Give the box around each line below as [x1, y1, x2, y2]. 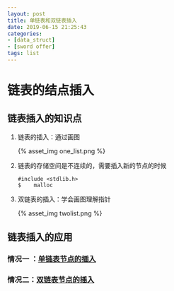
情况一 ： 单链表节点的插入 [7, 254, 97, 264]
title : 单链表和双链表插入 [7, 17, 78, 24]
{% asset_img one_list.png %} [17, 146, 106, 155]
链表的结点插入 [7, 83, 95, 99]
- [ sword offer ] [7, 43, 55, 50]
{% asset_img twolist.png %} [17, 209, 103, 218]
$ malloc [17, 182, 53, 189]
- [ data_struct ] [7, 37, 55, 44]
